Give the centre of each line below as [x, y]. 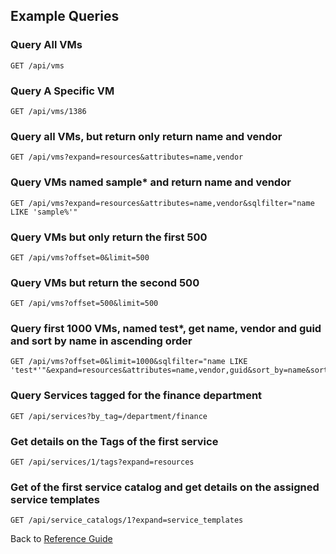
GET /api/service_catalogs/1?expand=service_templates [127, 520]
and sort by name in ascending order [101, 341]
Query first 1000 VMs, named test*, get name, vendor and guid [166, 329]
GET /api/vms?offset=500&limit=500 [84, 304]
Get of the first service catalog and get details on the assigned [165, 487]
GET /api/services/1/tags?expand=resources [102, 462]
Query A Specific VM [62, 91]
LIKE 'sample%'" [44, 212]
